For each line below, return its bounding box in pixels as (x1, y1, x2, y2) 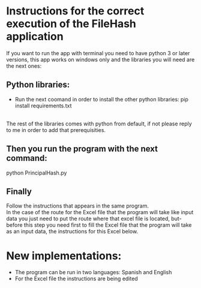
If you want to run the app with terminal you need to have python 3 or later (6, 49, 190, 56)
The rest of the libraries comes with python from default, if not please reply (6, 120, 192, 127)
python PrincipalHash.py (6, 169, 67, 176)
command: (6, 153, 48, 163)
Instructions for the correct (6, 4, 145, 18)
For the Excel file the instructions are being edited (14, 275, 138, 283)
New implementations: (6, 249, 122, 262)
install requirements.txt (14, 102, 72, 109)
